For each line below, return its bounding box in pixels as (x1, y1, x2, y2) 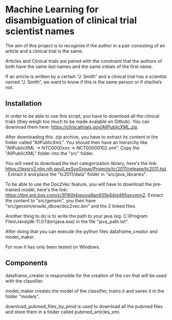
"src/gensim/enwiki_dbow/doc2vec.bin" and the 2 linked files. (5, 203, 137, 209)
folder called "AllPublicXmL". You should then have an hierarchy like (5, 139, 148, 145)
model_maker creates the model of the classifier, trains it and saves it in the (5, 288, 165, 294)
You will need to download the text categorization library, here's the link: (5, 160, 158, 166)
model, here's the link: (21, 186, 68, 192)
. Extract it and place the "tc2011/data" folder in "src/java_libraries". (5, 171, 147, 177)
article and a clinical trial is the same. (5, 48, 83, 54)
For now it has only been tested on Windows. (5, 243, 101, 250)
